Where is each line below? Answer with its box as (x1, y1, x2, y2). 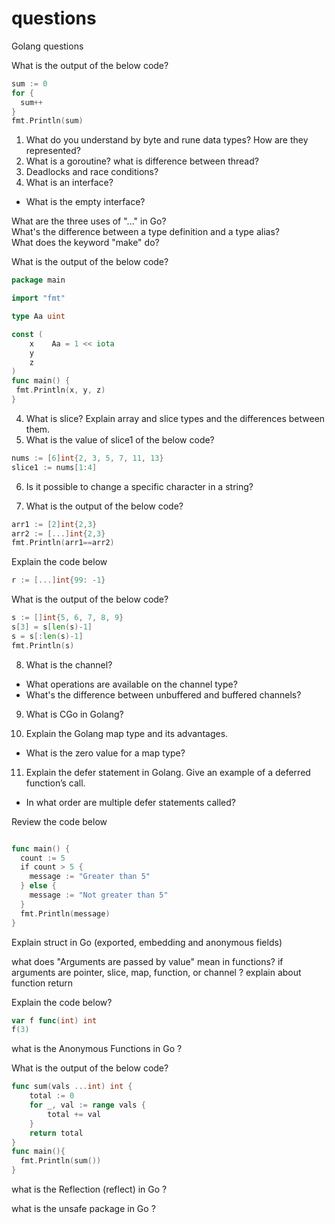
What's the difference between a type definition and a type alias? (11, 226, 280, 238)
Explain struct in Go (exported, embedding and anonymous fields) (11, 936, 283, 948)
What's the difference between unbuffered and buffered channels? (25, 688, 302, 701)
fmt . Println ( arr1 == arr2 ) (11, 538, 115, 548)
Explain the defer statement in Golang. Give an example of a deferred (25, 766, 311, 778)
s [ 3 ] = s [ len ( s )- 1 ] (11, 622, 93, 632)
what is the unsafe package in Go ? (11, 1203, 156, 1215)
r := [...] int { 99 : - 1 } (11, 575, 106, 586)
